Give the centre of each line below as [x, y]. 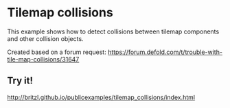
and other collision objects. [45, 38]
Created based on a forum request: [57, 52]
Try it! [20, 81]
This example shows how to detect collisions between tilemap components [113, 31]
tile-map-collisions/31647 [43, 59]
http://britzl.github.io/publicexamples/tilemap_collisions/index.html [101, 97]
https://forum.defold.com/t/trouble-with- [165, 52]
